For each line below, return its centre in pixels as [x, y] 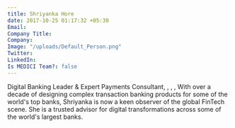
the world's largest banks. [45, 117]
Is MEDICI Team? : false [42, 66]
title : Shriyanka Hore [41, 14]
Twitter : [20, 54]
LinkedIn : [22, 60]
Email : [17, 27]
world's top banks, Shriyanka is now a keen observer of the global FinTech [116, 101]
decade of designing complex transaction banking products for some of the [117, 94]
